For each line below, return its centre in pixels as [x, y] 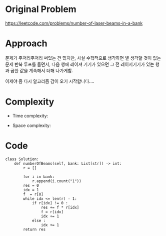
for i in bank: [39, 177]
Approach [26, 43]
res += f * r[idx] [60, 207]
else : [39, 220]
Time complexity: [30, 115]
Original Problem [41, 9]
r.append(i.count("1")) [56, 181]
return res [34, 229]
